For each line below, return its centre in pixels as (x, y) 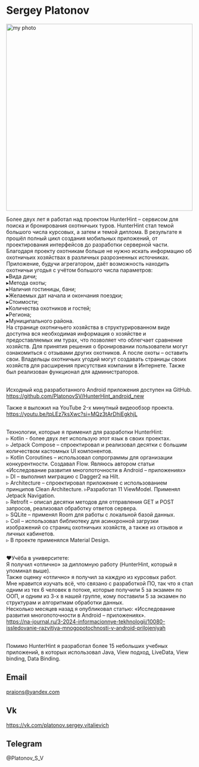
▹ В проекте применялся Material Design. (58, 540)
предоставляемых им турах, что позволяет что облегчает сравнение (94, 340)
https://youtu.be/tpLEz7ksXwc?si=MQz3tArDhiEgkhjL (72, 414)
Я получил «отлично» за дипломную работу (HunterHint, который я (92, 564)
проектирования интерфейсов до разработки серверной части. (87, 244)
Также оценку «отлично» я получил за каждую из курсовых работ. (91, 577)
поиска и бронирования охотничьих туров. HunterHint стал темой (90, 226)
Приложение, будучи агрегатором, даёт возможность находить (88, 263)
